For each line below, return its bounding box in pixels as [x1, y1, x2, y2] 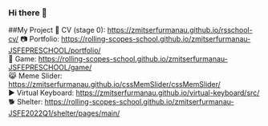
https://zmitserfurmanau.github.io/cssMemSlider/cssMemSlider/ [8, 80, 221, 89]
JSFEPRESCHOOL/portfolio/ [8, 45, 102, 55]
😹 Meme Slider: [8, 71, 63, 81]
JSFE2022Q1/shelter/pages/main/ [8, 108, 120, 118]
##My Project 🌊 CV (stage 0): [8, 26, 106, 35]
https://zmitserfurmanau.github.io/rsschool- [107, 26, 253, 35]
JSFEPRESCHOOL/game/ [8, 63, 92, 73]
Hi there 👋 [8, 7, 48, 18]
